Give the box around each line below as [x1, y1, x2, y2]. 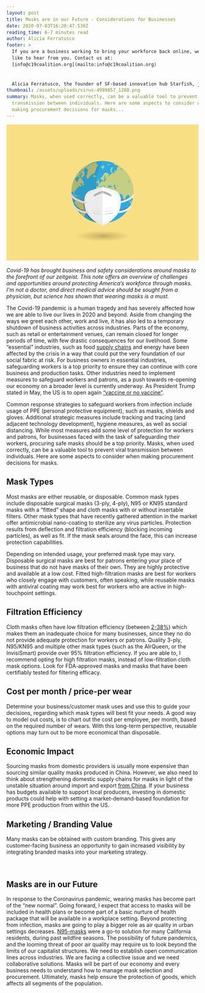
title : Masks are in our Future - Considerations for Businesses [6, 16, 176, 23]
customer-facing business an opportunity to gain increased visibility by [6, 842, 185, 849]
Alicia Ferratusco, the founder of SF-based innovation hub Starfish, [12, 81, 195, 87]
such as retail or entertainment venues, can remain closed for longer [6, 331, 179, 338]
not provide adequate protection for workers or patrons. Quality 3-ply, [6, 636, 182, 643]
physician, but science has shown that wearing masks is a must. [6, 293, 170, 300]
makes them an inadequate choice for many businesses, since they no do [6, 629, 191, 637]
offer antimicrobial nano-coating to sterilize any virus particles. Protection [6, 519, 192, 526]
